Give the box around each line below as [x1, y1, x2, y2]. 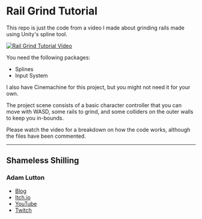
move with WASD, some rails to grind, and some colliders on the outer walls [6, 108, 194, 115]
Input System [14, 72, 48, 79]
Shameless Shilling [6, 155, 79, 166]
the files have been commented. [6, 132, 86, 140]
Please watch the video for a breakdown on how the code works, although [6, 126, 191, 133]
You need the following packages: [6, 54, 91, 61]
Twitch [14, 206, 32, 214]
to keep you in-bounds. [6, 114, 64, 122]
